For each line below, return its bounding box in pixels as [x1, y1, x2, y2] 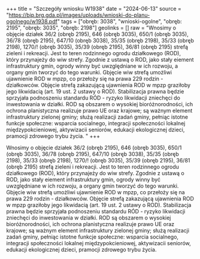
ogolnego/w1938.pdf [6, 18, 58, 25]
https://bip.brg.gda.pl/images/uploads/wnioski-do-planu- [8, 11, 150, 19]
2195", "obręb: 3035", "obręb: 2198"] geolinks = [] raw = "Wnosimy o [6, 24, 177, 31]
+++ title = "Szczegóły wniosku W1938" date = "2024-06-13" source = [6, 5, 181, 12]
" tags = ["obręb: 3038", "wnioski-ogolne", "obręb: [57, 18, 183, 25]
